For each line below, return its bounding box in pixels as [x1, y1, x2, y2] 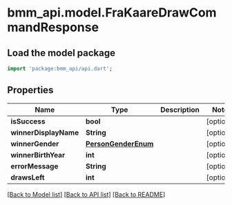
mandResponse [7, 19, 99, 35]
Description [159, 105, 200, 115]
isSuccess [10, 116, 46, 126]
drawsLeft [10, 173, 45, 182]
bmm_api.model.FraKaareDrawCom [7, 5, 217, 21]
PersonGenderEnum [85, 139, 154, 148]
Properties [7, 84, 54, 96]
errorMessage [10, 161, 59, 170]
